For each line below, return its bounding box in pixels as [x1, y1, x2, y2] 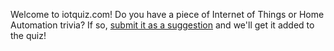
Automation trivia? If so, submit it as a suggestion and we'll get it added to [10, 19, 315, 31]
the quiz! [10, 30, 47, 41]
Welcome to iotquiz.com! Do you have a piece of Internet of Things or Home [10, 9, 325, 20]
